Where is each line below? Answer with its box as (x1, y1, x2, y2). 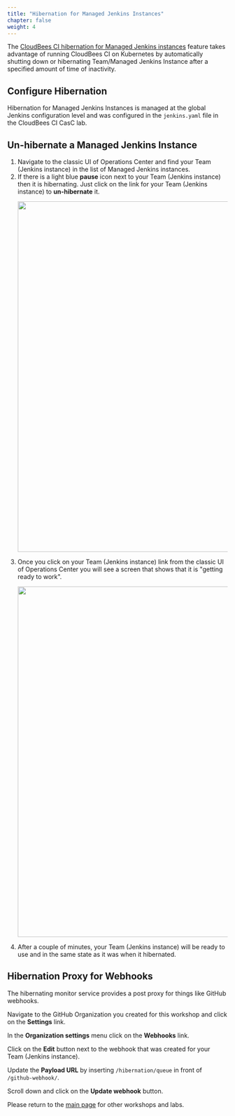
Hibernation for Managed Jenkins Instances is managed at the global (7, 104, 206, 112)
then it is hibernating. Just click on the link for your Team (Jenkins (17, 180, 208, 188)
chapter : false (7, 17, 52, 24)
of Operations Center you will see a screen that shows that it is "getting (17, 565, 223, 573)
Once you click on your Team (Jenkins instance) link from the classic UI (17, 558, 224, 566)
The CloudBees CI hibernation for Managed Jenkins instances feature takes (7, 43, 226, 51)
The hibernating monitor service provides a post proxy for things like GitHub (7, 989, 227, 998)
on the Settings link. (7, 1017, 66, 1026)
